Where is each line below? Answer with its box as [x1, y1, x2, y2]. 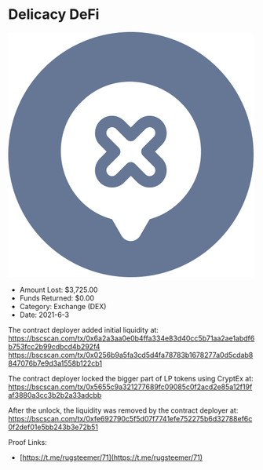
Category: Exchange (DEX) [19, 301, 107, 311]
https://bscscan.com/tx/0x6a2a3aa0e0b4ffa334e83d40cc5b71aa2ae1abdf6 [8, 333, 255, 343]
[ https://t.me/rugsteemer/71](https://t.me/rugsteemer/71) [19, 453, 203, 462]
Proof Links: [8, 437, 47, 446]
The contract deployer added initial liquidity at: [8, 325, 159, 334]
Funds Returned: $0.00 [19, 293, 95, 303]
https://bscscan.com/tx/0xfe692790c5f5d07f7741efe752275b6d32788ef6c [8, 414, 253, 423]
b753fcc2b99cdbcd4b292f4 [8, 341, 100, 351]
